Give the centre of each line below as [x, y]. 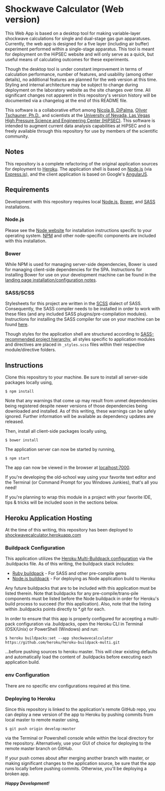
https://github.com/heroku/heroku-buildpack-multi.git [63, 642]
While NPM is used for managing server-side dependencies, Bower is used [81, 264]
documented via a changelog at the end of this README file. [66, 100]
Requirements [27, 190]
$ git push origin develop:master [41, 729]
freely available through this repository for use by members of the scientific [82, 131]
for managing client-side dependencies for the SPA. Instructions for [74, 269]
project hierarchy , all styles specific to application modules [95, 339]
